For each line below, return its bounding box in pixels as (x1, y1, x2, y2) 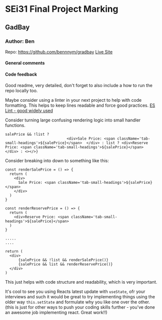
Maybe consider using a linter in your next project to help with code (5, 97, 142, 103)
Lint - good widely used (5, 107, 53, 114)
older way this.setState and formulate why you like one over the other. (5, 299, 150, 305)
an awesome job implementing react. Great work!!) (5, 309, 108, 315)
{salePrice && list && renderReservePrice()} (18, 262, 113, 266)
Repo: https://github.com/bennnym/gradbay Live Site (5, 49, 113, 55)
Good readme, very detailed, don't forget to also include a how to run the (5, 82, 153, 88)
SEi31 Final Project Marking (5, 3, 119, 15)
